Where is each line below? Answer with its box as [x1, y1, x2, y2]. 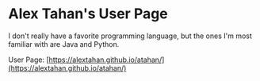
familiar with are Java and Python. [8, 39, 120, 48]
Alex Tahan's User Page [8, 5, 168, 23]
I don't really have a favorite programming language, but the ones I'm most [8, 31, 252, 40]
